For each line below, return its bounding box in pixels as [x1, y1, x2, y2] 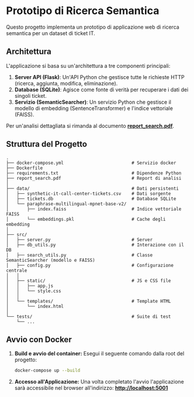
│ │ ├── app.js [6, 283, 54, 289]
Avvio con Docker [6, 334, 72, 344]
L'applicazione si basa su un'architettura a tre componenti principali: [6, 62, 171, 69]
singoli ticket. [14, 92, 47, 99]
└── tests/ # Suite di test [6, 313, 171, 320]
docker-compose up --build [14, 368, 81, 374]
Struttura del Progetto [6, 139, 88, 149]
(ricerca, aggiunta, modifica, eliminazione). [14, 80, 118, 87]
